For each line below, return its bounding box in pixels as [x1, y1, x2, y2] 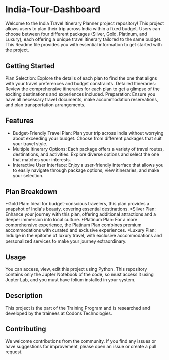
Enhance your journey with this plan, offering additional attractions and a [5, 211, 156, 217]
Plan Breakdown [5, 187, 58, 196]
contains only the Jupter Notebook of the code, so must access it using [5, 271, 154, 278]
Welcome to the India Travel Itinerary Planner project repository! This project [5, 20, 164, 26]
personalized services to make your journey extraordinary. [5, 238, 127, 244]
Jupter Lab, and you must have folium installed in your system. [5, 277, 135, 283]
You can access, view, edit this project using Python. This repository [5, 266, 147, 272]
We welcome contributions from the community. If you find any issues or [5, 338, 156, 344]
